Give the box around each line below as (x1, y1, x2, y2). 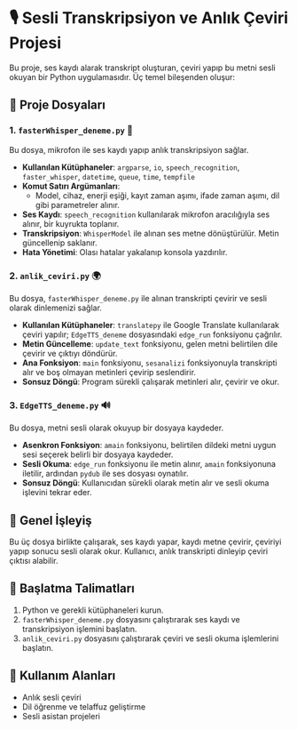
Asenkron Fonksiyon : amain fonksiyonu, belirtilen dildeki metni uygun (21, 440, 277, 451)
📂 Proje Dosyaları (9, 98, 106, 113)
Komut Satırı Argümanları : (21, 180, 121, 191)
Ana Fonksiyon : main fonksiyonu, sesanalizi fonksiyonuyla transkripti (21, 357, 277, 368)
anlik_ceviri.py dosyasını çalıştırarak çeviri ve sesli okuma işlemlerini (21, 633, 279, 644)
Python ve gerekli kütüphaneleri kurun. (21, 605, 164, 615)
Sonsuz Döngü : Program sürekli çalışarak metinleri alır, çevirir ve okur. (21, 376, 280, 387)
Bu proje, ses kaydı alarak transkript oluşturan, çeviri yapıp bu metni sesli (9, 62, 277, 73)
